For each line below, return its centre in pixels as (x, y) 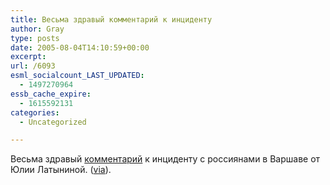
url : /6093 (33, 66)
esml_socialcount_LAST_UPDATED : (77, 76)
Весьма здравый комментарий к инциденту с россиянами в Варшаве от (165, 159)
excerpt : (28, 57)
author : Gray (37, 29)
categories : (35, 112)
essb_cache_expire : (51, 94)
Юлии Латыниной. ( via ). (61, 170)
